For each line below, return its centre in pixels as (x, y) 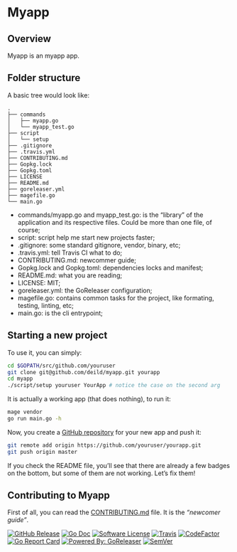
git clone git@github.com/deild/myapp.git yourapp (84, 372)
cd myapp (20, 379)
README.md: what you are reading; (70, 275)
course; (29, 230)
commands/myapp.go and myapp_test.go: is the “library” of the (110, 215)
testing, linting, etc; (46, 305)
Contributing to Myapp (59, 495)
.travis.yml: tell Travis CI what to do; (70, 253)
